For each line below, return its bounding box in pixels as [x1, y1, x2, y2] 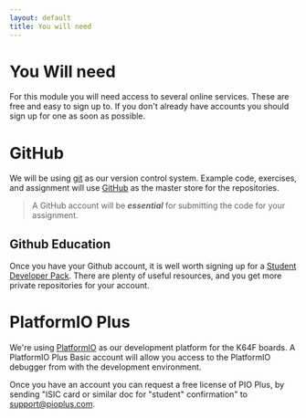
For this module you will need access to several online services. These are [9, 91, 290, 102]
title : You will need [9, 22, 92, 31]
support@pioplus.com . [9, 399, 96, 410]
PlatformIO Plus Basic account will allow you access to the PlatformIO [9, 352, 271, 363]
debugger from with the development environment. [9, 361, 202, 372]
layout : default [9, 13, 71, 23]
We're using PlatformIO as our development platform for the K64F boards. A [9, 342, 296, 353]
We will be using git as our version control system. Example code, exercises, [9, 172, 297, 183]
